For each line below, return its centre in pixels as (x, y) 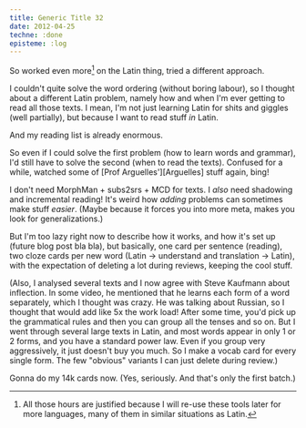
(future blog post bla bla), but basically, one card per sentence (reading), (146, 246)
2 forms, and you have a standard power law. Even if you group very (138, 341)
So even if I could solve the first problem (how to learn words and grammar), (153, 152)
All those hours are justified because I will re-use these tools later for (152, 404)
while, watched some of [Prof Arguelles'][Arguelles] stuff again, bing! (139, 172)
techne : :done (36, 35)
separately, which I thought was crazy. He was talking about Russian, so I (147, 302)
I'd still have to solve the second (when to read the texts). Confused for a (146, 162)
